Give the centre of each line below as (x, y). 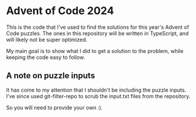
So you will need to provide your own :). (55, 108)
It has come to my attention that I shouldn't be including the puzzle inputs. (96, 90)
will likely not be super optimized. (47, 39)
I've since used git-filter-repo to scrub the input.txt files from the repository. (98, 96)
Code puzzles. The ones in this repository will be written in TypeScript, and (97, 33)
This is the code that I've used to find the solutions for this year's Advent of (98, 27)
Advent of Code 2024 (60, 11)
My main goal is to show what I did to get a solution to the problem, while (95, 51)
